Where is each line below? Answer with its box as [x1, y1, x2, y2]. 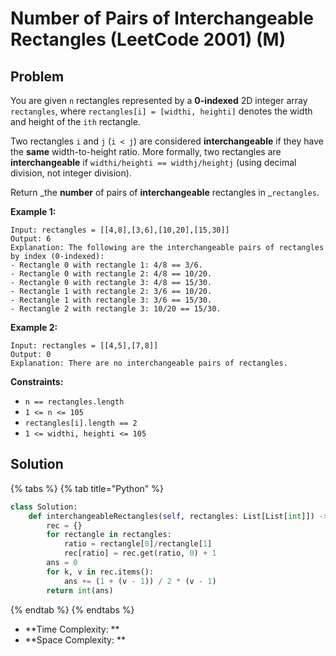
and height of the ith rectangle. [10, 116, 141, 127]
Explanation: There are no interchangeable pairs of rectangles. [10, 358, 288, 368]
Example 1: [10, 206, 57, 217]
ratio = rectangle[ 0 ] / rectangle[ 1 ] [63, 539, 213, 549]
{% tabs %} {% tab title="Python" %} [10, 482, 164, 494]
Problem [10, 68, 65, 85]
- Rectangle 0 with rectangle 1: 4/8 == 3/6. [10, 260, 203, 270]
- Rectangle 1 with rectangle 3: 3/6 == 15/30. [10, 295, 213, 305]
